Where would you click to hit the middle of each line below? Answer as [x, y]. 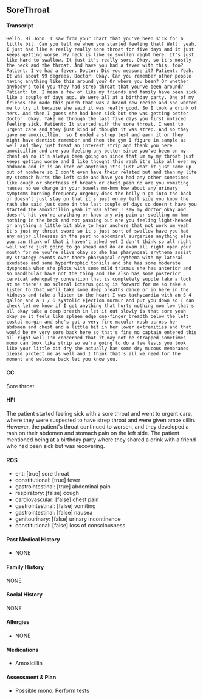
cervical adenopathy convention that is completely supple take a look [99, 279]
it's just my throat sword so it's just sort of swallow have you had [98, 231]
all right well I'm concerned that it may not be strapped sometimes [96, 338]
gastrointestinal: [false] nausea [54, 513]
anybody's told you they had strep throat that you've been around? [95, 87]
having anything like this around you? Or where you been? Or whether [98, 81]
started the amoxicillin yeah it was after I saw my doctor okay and [96, 209]
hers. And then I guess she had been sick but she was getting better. [99, 113]
